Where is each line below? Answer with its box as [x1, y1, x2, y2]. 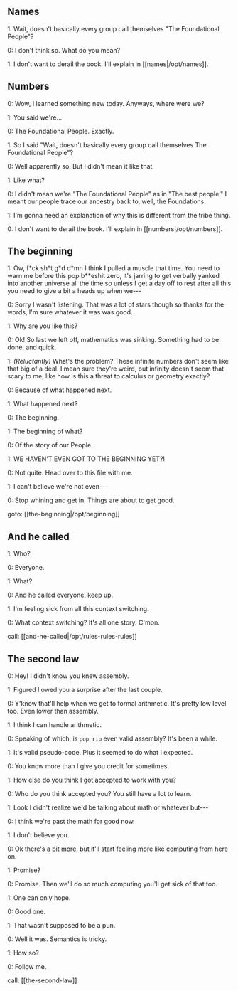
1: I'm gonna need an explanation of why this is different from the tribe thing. [7, 211, 231, 219]
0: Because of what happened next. [7, 386, 112, 394]
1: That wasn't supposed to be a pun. [7, 921, 116, 930]
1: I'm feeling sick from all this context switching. [7, 605, 149, 613]
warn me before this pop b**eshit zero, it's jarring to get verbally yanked [7, 272, 220, 280]
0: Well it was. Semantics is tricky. [7, 935, 107, 943]
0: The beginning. [7, 413, 59, 422]
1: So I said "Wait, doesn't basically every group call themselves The [7, 140, 207, 149]
